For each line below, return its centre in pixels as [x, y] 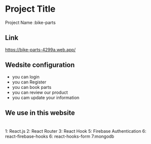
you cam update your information [46, 97]
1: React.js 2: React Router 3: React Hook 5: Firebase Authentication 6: [76, 131]
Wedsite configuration [40, 65]
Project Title [30, 9]
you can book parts [32, 87]
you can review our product [40, 92]
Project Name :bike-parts [31, 22]
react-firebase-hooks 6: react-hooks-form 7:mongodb [60, 136]
